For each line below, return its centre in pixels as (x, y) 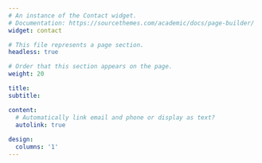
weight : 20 (26, 74)
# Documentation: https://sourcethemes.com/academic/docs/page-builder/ (131, 23)
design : (21, 140)
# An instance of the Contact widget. (72, 16)
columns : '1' (37, 147)
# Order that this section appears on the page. (90, 67)
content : (23, 110)
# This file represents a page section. (76, 45)
